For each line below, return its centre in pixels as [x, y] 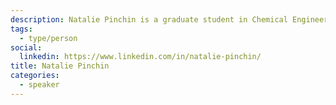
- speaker [39, 85]
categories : [35, 76]
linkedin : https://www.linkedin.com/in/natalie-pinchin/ [140, 57]
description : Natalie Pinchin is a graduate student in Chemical [149, 19]
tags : [21, 29]
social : [26, 47]
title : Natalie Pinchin [60, 66]
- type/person [48, 38]
